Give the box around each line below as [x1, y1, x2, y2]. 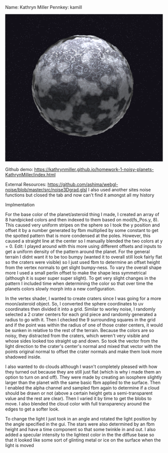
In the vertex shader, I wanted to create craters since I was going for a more [5, 295, 161, 301]
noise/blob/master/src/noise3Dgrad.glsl [5, 187, 87, 193]
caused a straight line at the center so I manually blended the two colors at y [5, 238, 163, 244]
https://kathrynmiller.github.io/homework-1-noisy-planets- [34, 166, 154, 172]
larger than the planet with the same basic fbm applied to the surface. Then [5, 379, 161, 385]
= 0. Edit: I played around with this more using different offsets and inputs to [5, 243, 161, 249]
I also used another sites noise [88, 187, 151, 193]
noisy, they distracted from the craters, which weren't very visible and [5, 332, 149, 339]
